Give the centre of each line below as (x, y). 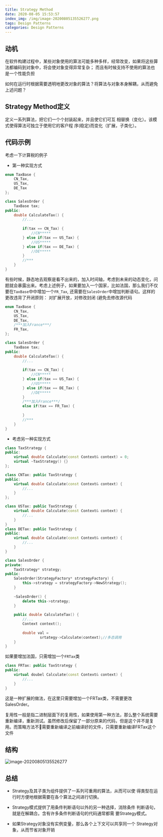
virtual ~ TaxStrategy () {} (41, 462)
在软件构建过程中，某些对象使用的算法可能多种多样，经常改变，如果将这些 (79, 61)
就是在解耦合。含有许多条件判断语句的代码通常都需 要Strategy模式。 (81, 814)
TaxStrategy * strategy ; (38, 570)
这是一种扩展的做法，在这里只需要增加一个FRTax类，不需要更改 (69, 698)
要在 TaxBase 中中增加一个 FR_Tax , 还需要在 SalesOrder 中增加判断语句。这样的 (80, 291)
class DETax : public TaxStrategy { (41, 529)
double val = (36, 633)
